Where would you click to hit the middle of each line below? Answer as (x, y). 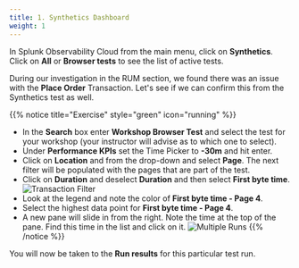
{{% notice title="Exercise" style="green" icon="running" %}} (123, 114)
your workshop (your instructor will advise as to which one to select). (149, 141)
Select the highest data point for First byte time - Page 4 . (128, 207)
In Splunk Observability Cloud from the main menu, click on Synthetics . (141, 51)
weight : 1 (28, 26)
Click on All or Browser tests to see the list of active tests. (116, 61)
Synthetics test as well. (52, 97)
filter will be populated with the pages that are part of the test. (136, 170)
